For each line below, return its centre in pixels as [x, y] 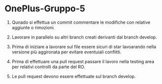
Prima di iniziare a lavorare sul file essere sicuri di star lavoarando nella [84, 46]
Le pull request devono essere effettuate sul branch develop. [74, 76]
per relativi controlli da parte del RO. [48, 67]
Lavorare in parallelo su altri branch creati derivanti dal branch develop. [84, 37]
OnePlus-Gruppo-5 [45, 9]
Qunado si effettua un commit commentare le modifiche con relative [81, 22]
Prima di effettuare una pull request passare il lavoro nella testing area [83, 61]
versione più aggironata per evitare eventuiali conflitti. [66, 52]
